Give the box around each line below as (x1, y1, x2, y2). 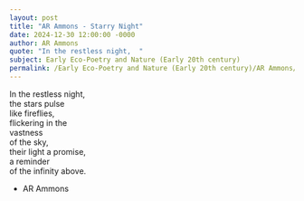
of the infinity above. (9, 165, 87, 177)
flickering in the (9, 117, 68, 128)
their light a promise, (9, 146, 86, 157)
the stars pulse (9, 98, 65, 109)
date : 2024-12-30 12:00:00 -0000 (9, 30, 136, 39)
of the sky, (9, 137, 49, 148)
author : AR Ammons (9, 38, 79, 48)
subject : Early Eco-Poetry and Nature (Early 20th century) (9, 55, 242, 64)
